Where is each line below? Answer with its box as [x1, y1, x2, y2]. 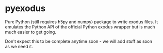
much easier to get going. [5, 29, 57, 35]
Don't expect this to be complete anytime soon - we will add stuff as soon [5, 38, 153, 44]
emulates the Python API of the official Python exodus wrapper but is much [5, 24, 155, 29]
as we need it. [5, 43, 33, 49]
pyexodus [5, 3, 46, 14]
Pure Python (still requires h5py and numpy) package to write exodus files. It [5, 19, 158, 25]
